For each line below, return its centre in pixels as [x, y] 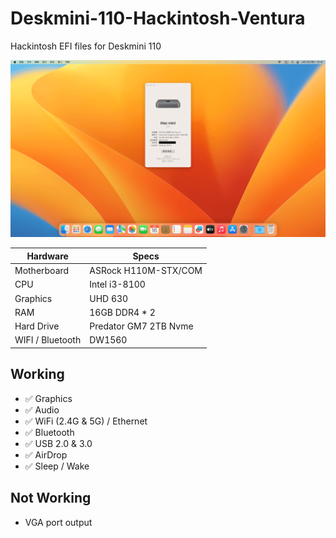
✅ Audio [42, 409]
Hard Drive [37, 326]
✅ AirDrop [46, 454]
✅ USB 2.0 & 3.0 [58, 443]
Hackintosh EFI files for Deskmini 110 [86, 46]
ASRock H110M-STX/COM [146, 271]
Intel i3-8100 [117, 284]
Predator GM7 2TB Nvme [141, 326]
